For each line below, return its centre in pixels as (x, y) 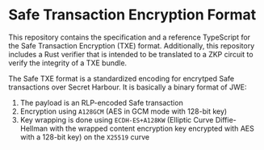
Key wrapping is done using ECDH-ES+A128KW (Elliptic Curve (117, 119)
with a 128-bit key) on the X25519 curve (85, 137)
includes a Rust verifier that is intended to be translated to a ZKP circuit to (131, 54)
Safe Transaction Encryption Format (132, 15)
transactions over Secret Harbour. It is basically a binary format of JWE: (128, 87)
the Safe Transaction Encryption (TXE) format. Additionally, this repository (132, 45)
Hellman (34, 128)
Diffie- (226, 119)
